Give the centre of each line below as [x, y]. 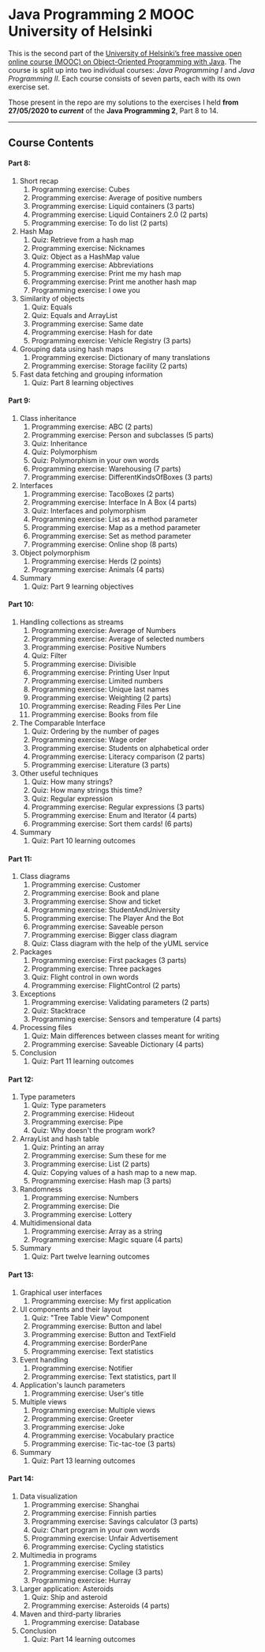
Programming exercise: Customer [86, 885]
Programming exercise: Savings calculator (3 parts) [115, 1521]
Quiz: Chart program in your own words [95, 1529]
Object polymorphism [55, 552]
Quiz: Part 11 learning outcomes [82, 1061]
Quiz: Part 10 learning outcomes [83, 840]
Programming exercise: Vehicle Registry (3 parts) [111, 340]
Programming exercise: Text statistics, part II [104, 1376]
